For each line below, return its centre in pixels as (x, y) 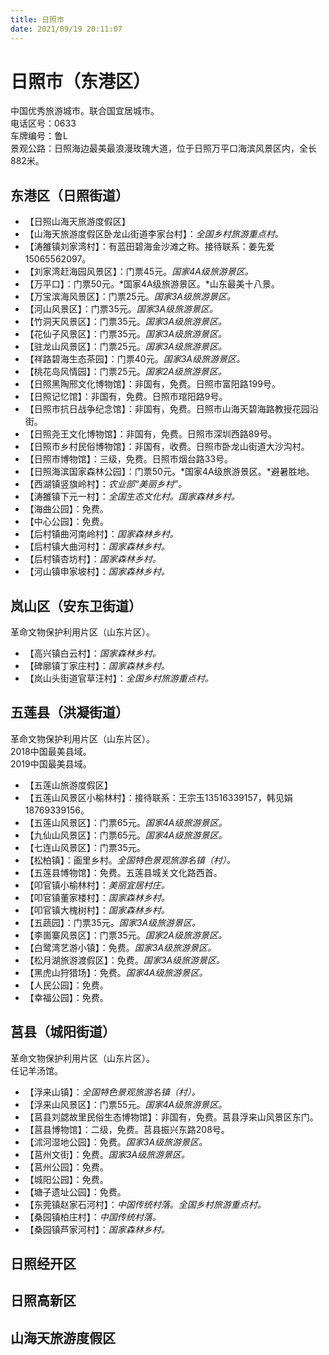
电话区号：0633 (43, 123)
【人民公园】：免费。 (66, 985)
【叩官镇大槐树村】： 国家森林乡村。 (97, 910)
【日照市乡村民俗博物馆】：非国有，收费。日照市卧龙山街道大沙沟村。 (167, 447)
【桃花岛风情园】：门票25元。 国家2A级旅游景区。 (125, 372)
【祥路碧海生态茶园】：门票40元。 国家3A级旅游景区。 (134, 359)
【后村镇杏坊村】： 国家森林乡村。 (93, 559)
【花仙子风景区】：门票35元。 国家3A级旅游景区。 (126, 334)
